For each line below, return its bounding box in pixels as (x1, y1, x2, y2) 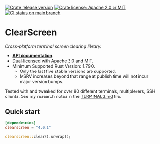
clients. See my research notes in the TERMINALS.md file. (5, 93, 122, 99)
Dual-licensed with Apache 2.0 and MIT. (12, 58, 94, 64)
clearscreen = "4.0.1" (5, 125, 51, 130)
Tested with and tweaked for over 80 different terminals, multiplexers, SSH (5, 88, 156, 94)
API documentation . (12, 52, 54, 58)
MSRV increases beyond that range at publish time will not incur (19, 73, 149, 79)
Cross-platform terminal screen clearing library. (5, 43, 102, 49)
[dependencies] (5, 120, 36, 125)
